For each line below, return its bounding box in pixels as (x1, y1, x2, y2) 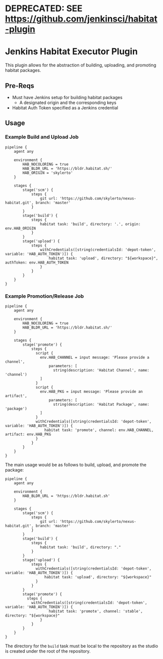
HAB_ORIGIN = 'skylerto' (22, 170, 73, 175)
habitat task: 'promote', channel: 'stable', (48, 609, 143, 614)
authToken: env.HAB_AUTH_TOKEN (5, 260, 69, 265)
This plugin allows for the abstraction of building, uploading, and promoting (5, 62, 156, 68)
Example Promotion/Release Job (5, 292, 84, 299)
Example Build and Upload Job (5, 134, 79, 141)
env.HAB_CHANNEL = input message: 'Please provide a (40, 355, 150, 360)
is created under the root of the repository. (5, 648, 91, 654)
